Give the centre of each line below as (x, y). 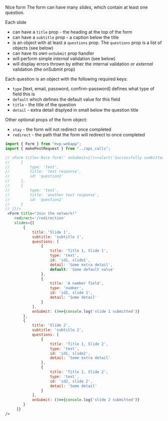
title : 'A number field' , (77, 283)
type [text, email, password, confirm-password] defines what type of (83, 89)
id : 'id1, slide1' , (70, 260)
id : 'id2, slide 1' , (71, 293)
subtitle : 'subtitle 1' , (58, 237)
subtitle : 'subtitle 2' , (58, 330)
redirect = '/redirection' (40, 218)
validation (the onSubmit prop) (44, 69)
